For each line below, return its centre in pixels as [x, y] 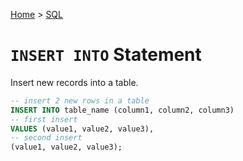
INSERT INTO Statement [106, 55]
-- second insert [46, 138]
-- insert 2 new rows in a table [80, 100]
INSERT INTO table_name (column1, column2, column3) [122, 110]
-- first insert [44, 119]
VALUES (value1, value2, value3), [82, 129]
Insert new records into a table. [74, 82]
